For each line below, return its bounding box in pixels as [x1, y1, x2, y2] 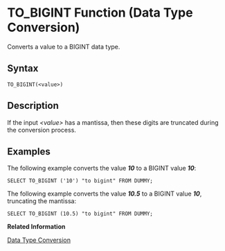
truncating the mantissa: [7, 197, 77, 205]
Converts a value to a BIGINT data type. [7, 42, 120, 51]
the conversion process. [7, 125, 76, 134]
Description [7, 100, 59, 112]
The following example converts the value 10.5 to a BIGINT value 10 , [7, 189, 202, 198]
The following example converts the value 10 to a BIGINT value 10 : [7, 164, 197, 173]
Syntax [7, 62, 39, 74]
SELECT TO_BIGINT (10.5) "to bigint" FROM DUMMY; [7, 210, 154, 218]
